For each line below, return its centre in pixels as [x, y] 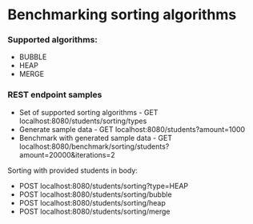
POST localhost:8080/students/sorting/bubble [96, 194]
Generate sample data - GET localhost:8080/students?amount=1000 [132, 129]
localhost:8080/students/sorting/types [83, 121]
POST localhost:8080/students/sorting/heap [92, 202]
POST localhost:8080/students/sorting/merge [94, 211]
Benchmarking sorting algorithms [122, 15]
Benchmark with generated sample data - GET [96, 138]
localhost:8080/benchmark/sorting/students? [94, 146]
